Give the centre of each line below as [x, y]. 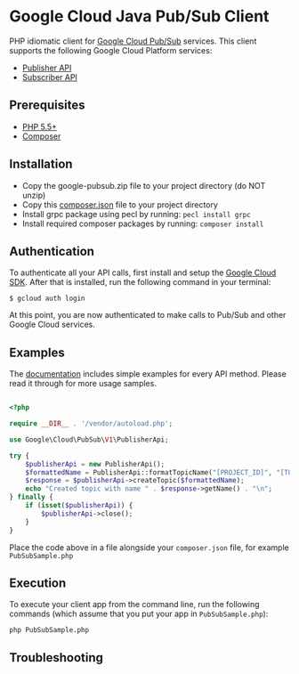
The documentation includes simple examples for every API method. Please [148, 374]
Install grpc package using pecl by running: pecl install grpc [136, 214]
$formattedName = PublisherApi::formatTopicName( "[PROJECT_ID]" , [149, 472]
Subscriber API [50, 77]
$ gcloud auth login [48, 299]
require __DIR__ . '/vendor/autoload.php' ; [91, 424]
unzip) [34, 195]
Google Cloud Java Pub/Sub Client [139, 16]
